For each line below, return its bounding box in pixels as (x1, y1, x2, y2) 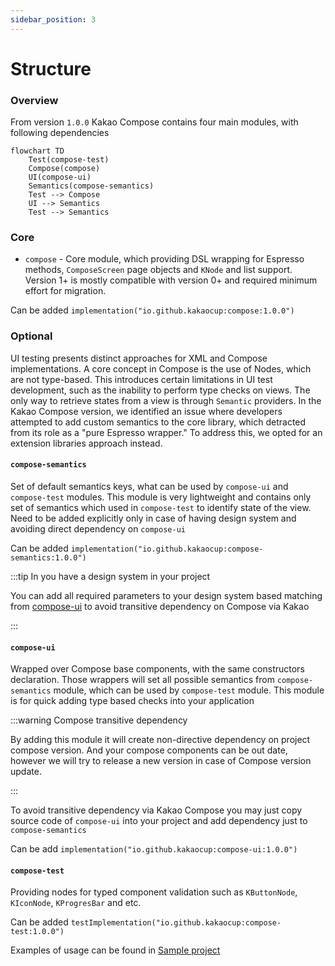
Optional (10, 329, 53, 343)
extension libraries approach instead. (10, 437, 163, 449)
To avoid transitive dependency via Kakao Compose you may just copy (10, 804, 303, 816)
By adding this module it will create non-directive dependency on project (10, 734, 311, 746)
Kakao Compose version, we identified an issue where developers (10, 405, 283, 417)
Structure (10, 57, 92, 80)
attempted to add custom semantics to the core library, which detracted (10, 416, 307, 428)
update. (10, 766, 42, 778)
